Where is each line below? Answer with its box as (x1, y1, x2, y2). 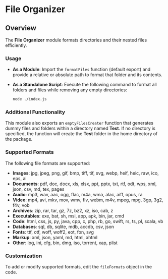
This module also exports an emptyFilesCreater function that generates (5, 120, 154, 126)
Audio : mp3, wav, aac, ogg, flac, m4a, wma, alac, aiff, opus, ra (12, 191, 143, 197)
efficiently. (5, 42, 27, 48)
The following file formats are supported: (5, 160, 90, 166)
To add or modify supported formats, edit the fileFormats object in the (5, 264, 152, 270)
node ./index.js (12, 97, 47, 102)
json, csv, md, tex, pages (12, 186, 65, 192)
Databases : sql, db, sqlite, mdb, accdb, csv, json (12, 224, 115, 230)
